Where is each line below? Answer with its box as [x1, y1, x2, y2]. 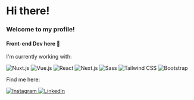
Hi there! [6, 4, 50, 18]
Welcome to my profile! [6, 25, 76, 34]
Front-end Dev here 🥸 [6, 40, 61, 47]
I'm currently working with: [6, 53, 72, 60]
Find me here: [6, 76, 40, 83]
